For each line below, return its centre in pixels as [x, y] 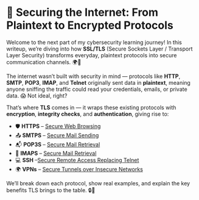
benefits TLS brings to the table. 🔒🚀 [51, 190]
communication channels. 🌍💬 [44, 62]
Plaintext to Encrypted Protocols [90, 25]
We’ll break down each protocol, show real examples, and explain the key [98, 183]
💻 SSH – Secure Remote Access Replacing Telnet [77, 160]
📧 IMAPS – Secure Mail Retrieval [56, 153]
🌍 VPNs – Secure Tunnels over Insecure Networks [79, 169]
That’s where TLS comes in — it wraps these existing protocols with [91, 107]
